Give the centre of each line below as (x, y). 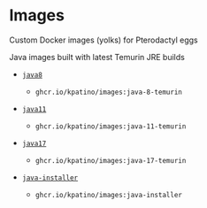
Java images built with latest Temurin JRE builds (97, 57)
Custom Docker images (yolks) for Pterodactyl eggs (103, 40)
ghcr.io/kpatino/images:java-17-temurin (111, 160)
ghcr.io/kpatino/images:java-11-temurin (111, 126)
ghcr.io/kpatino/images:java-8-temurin (109, 92)
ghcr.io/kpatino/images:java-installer (109, 195)
